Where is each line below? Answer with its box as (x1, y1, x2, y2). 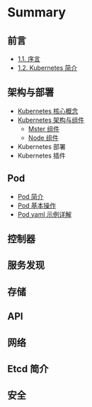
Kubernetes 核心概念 (17, 106, 79, 115)
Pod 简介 (17, 192, 44, 200)
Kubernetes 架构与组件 (17, 115, 85, 124)
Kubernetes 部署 (17, 142, 66, 150)
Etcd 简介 (7, 363, 49, 375)
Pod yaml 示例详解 (17, 210, 72, 218)
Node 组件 (28, 133, 59, 142)
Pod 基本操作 (17, 201, 57, 210)
